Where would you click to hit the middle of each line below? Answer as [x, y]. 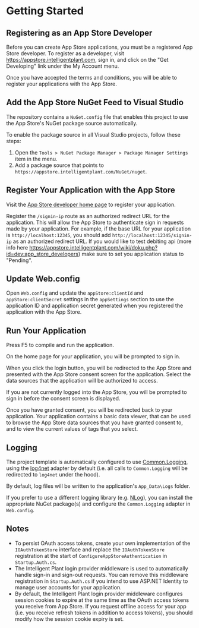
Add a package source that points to [59, 165]
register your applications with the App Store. [61, 84]
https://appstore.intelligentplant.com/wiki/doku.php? [94, 247]
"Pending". [19, 260]
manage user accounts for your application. [68, 587]
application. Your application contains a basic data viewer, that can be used [99, 416]
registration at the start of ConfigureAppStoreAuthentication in [91, 556]
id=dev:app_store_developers [42, 254]
